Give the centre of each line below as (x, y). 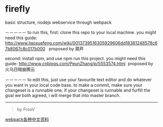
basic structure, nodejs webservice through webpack (58, 22)
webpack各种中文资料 (27, 119)
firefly (18, 9)
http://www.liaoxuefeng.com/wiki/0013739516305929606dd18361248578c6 (81, 43)
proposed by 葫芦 (66, 48)
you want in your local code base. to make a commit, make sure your (74, 85)
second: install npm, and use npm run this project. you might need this (75, 58)
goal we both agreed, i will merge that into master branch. (63, 95)
